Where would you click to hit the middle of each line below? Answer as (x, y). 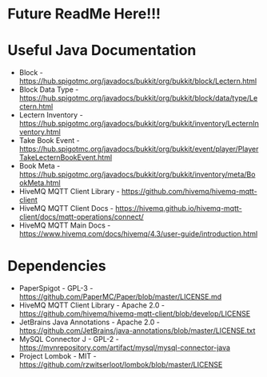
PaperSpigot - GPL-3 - (56, 288)
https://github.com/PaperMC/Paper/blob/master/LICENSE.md (120, 297)
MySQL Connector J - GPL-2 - (69, 339)
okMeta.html (40, 183)
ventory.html (40, 132)
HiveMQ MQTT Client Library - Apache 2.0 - (92, 305)
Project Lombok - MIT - (58, 356)
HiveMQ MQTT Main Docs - (65, 225)
